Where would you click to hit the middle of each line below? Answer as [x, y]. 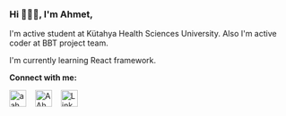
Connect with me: [43, 78]
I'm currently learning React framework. [83, 61]
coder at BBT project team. [59, 43]
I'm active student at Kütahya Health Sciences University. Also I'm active [143, 34]
